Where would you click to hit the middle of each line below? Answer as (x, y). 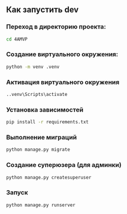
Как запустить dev (42, 10)
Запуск (17, 193)
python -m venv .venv (33, 67)
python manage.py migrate (38, 150)
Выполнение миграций (42, 137)
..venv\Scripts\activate (37, 95)
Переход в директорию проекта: (56, 27)
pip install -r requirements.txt (47, 122)
